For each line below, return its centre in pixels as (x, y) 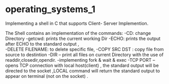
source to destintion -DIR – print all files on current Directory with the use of (84, 55)
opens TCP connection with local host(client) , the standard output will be (82, 65)
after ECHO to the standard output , (42, 44)
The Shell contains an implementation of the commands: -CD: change (78, 33)
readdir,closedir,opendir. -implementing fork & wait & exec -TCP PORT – (80, 60)
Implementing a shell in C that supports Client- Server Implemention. (77, 23)
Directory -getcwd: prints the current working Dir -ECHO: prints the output (83, 38)
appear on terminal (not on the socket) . (47, 76)
